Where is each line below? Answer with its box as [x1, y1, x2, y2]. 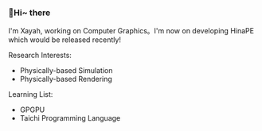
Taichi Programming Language [19, 114, 121, 123]
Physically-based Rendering [19, 75, 113, 84]
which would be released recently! [8, 35, 122, 44]
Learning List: [8, 90, 53, 99]
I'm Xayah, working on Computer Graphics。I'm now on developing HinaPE [8, 26, 255, 36]
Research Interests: [8, 51, 72, 60]
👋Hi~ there [8, 7, 51, 18]
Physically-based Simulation [19, 66, 113, 75]
